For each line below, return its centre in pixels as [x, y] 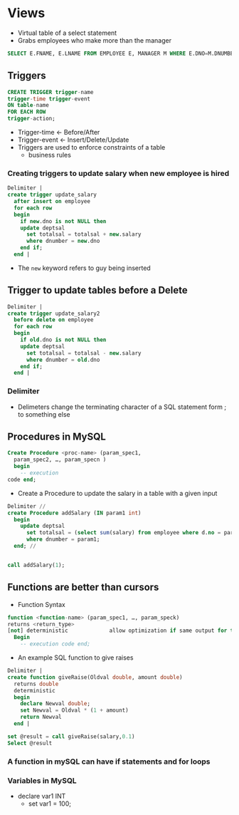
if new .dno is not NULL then [63, 221]
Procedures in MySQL [57, 437]
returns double [36, 684]
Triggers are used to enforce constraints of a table [91, 147]
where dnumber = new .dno [63, 241]
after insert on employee [52, 202]
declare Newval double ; [55, 704]
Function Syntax [41, 604]
